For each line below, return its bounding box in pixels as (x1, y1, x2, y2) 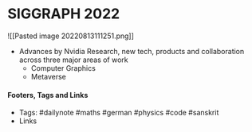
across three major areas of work (18, 55, 128, 64)
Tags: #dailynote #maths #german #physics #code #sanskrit (18, 108, 219, 118)
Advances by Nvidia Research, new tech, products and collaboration (18, 46, 245, 56)
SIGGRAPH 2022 (7, 5, 120, 23)
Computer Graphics (30, 63, 96, 72)
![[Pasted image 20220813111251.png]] (7, 31, 135, 41)
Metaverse (30, 72, 67, 81)
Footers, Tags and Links (7, 90, 89, 99)
